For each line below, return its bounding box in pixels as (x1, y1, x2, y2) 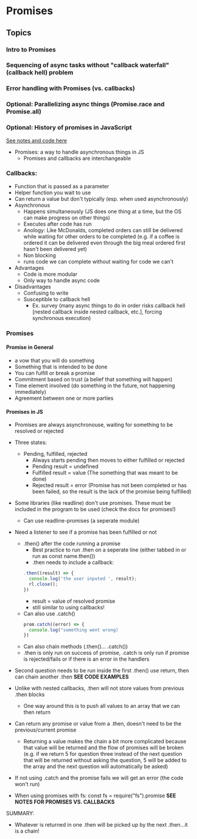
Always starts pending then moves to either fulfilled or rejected (32, 456, 185, 464)
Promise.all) (6, 107, 42, 116)
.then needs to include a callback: (32, 559, 114, 566)
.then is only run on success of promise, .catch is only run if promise (23, 649, 189, 657)
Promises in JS (6, 408, 44, 415)
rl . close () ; (28, 581, 58, 587)
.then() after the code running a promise (23, 540, 121, 547)
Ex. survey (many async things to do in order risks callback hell (32, 302, 185, 309)
